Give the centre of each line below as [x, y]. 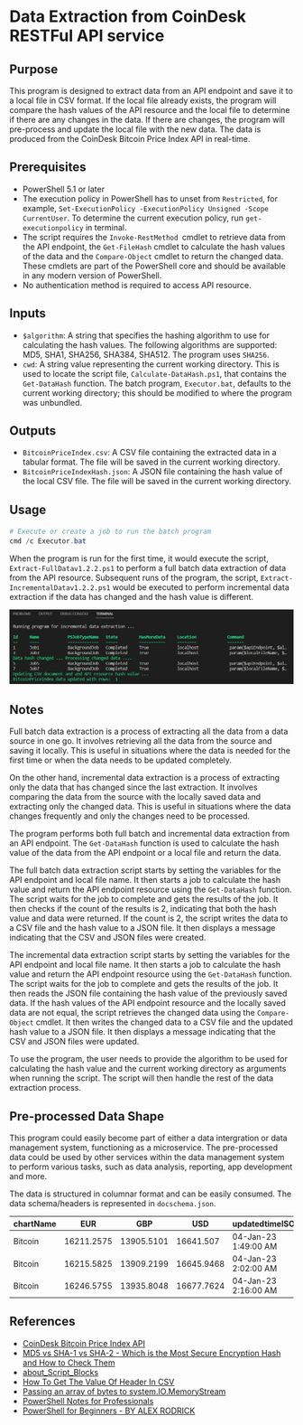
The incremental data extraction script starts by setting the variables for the [150, 955]
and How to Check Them [69, 1363]
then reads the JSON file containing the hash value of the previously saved [148, 994]
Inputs [28, 314]
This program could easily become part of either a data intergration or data [148, 1138]
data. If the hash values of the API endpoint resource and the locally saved [148, 1003]
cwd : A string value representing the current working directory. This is [151, 364]
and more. [28, 1177]
